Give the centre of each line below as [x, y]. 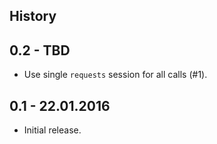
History [33, 16]
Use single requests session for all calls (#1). [115, 75]
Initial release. [52, 130]
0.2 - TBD [40, 50]
